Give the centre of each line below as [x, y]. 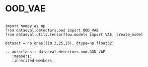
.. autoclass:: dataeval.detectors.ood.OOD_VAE [55, 52]
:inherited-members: [33, 60]
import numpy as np [25, 26]
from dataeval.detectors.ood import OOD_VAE [52, 30]
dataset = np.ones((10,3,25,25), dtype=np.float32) [60, 43]
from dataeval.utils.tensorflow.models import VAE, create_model [74, 34]
